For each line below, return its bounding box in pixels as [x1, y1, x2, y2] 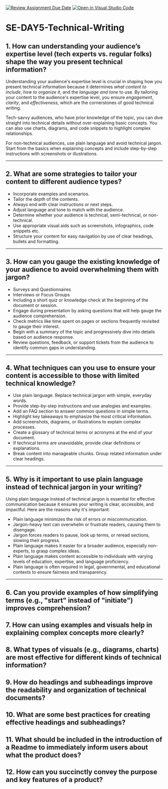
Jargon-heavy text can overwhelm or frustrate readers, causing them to [12, 522, 161, 527]
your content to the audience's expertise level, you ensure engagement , [5, 95, 154, 100]
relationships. [5, 131, 34, 136]
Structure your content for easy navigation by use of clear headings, [12, 233, 154, 239]
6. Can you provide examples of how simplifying [5, 588, 159, 597]
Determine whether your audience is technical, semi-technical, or [12, 212, 148, 218]
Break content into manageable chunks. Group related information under [12, 451, 163, 457]
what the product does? [5, 751, 81, 759]
